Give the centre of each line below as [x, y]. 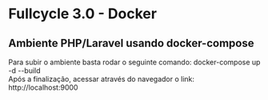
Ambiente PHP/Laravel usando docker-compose [131, 43]
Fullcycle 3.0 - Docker [83, 14]
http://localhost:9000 [43, 87]
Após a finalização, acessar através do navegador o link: [101, 79]
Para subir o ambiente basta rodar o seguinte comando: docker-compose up [134, 62]
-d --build [25, 71]
